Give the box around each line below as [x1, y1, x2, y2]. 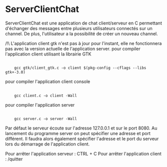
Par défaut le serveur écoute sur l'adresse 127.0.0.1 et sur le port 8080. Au [5, 125, 157, 131]
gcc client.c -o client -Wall [14, 93, 77, 98]
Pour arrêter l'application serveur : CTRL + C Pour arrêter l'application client [5, 151, 161, 157]
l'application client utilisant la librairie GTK [5, 51, 91, 57]
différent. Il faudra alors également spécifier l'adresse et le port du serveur [5, 136, 159, 142]
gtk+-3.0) [5, 70, 26, 75]
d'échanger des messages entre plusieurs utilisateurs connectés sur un [5, 25, 152, 31]
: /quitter [5, 156, 23, 162]
